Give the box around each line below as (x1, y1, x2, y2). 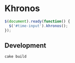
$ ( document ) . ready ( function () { (4, 19, 70, 24)
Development (4, 41, 47, 49)
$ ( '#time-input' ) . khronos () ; (9, 23, 68, 28)
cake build (4, 54, 27, 59)
